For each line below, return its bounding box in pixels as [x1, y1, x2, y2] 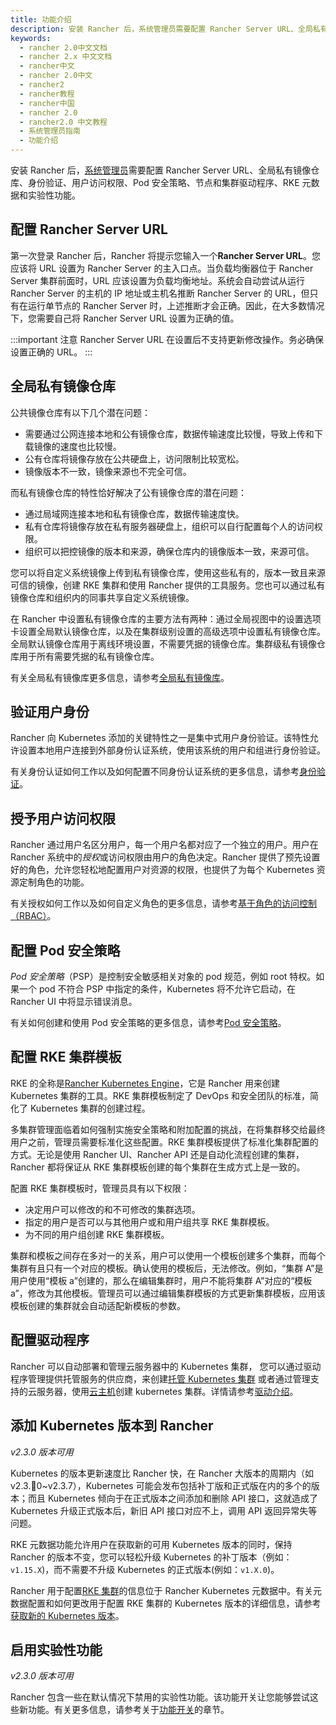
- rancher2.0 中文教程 [19, 117, 108, 127]
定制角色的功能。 [18, 876, 90, 888]
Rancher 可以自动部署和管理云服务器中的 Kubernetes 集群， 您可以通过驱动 [10, 1360, 322, 1372]
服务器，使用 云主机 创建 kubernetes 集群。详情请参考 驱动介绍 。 [36, 1385, 299, 1397]
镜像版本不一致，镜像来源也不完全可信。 [24, 465, 192, 477]
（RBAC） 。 [10, 910, 57, 922]
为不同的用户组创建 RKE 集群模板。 [24, 1228, 170, 1240]
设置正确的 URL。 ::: [10, 346, 93, 358]
